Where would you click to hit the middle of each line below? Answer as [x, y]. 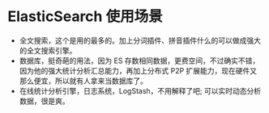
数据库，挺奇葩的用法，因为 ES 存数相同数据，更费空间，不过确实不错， [139, 61]
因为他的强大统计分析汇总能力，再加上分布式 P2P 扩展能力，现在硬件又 [138, 70]
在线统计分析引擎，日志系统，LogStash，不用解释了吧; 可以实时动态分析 [140, 90]
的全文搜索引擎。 [48, 50]
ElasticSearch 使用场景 [85, 17]
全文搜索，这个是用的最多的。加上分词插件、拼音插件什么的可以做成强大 [140, 40]
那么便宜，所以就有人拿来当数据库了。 [83, 81]
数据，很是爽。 [44, 101]
